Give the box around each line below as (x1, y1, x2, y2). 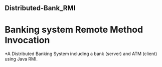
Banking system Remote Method (5, 24, 143, 35)
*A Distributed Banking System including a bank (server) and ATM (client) (5, 51, 157, 57)
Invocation (5, 34, 50, 46)
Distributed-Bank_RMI (5, 4, 76, 12)
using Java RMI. (5, 56, 38, 62)
